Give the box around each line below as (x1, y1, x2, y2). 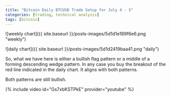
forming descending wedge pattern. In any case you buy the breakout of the (5, 61, 166, 68)
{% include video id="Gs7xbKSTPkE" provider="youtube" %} (5, 86, 134, 92)
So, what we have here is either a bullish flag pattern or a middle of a (5, 56, 150, 62)
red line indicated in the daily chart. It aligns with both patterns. (5, 67, 138, 73)
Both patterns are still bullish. (5, 77, 66, 83)
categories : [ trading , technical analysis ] (5, 12, 100, 17)
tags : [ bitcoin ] (5, 17, 40, 22)
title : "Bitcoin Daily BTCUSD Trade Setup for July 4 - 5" (5, 7, 134, 13)
